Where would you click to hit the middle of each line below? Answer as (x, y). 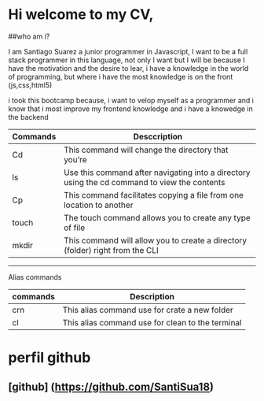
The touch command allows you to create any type (157, 217)
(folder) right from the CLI (111, 250)
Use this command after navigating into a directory (157, 173)
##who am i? (29, 36)
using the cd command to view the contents (145, 182)
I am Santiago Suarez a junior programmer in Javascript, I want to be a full (128, 51)
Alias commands (35, 277)
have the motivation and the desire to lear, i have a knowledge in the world (128, 68)
